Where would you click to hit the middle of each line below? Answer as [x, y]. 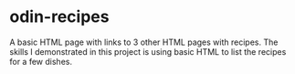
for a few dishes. [41, 61]
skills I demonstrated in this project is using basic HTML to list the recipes [148, 51]
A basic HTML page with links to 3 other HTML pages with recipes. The [144, 42]
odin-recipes [59, 17]
